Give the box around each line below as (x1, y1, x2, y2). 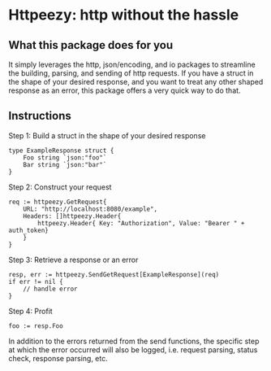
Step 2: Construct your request (8, 181, 112, 192)
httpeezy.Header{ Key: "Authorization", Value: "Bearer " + (37, 219, 245, 227)
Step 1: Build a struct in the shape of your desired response (8, 130, 206, 140)
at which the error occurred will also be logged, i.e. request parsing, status (8, 344, 258, 355)
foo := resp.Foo (8, 321, 63, 330)
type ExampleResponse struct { (8, 146, 114, 155)
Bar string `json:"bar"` (23, 160, 107, 168)
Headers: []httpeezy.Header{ (23, 212, 122, 220)
